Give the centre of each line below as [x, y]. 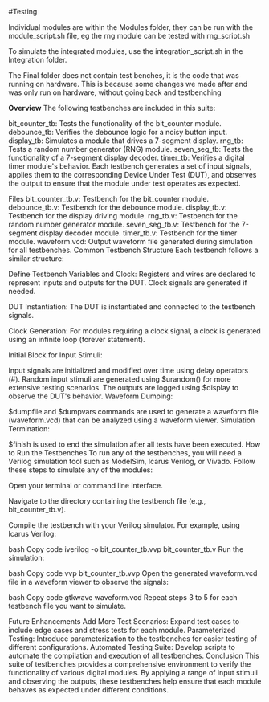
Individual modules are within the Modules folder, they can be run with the [131, 27]
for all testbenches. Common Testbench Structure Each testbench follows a [133, 250]
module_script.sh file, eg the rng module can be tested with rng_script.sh [129, 36]
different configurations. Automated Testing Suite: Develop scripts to [122, 647]
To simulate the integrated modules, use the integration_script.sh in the [126, 51]
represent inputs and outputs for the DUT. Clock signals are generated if [128, 283]
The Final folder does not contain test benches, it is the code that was [124, 75]
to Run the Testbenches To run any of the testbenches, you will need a [125, 453]
